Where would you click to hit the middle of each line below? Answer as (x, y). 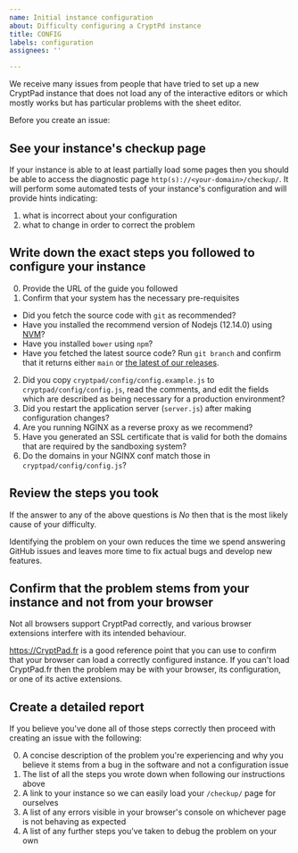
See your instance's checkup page (108, 148)
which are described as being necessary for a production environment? (153, 399)
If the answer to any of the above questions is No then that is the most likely (149, 515)
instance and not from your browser (112, 602)
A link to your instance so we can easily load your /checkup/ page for (149, 793)
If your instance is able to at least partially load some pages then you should (149, 170)
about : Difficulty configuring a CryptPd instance (105, 26)
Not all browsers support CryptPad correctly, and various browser (131, 624)
